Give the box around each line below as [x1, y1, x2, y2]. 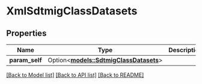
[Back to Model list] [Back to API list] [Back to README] [6, 71, 144, 79]
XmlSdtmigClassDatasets [6, 4, 138, 18]
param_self [9, 56, 42, 64]
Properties [6, 28, 47, 38]
